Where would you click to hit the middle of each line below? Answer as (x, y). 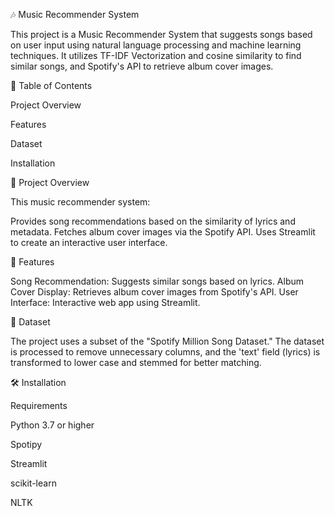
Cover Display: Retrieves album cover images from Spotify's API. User (154, 292)
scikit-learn (33, 483)
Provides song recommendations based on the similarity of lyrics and (153, 221)
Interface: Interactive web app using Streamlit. (105, 302)
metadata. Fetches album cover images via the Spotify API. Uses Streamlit (163, 232)
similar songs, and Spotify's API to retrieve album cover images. (142, 66)
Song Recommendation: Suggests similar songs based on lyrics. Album (157, 281)
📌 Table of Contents (51, 85)
